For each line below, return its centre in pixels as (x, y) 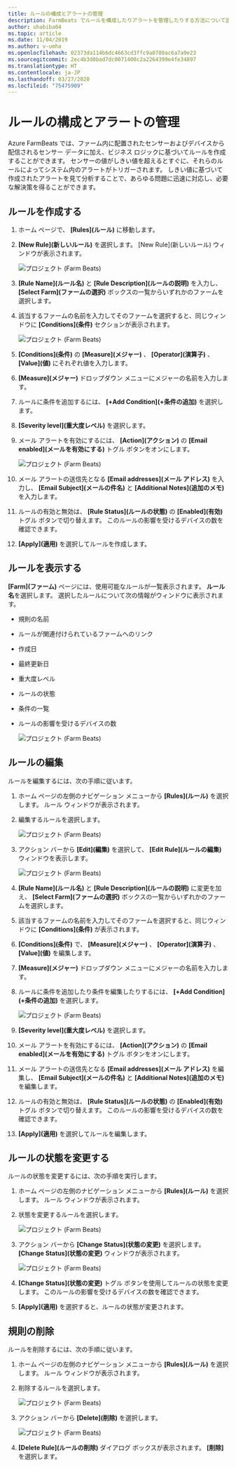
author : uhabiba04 (35, 27)
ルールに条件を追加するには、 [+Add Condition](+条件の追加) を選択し (120, 402)
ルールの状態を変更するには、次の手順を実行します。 (84, 1176)
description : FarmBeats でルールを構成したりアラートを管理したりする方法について (117, 20)
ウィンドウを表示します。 (55, 858)
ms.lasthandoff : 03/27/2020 (49, 79)
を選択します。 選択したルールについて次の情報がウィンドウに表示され (116, 595)
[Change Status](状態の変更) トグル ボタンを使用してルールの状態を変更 (123, 1283)
